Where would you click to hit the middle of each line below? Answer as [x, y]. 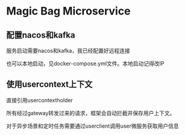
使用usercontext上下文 [49, 84]
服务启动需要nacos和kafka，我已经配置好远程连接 [68, 51]
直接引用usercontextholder [40, 100]
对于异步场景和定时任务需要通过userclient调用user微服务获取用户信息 [92, 126]
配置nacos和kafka [41, 35]
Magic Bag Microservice [68, 11]
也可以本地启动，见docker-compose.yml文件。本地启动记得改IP [85, 64]
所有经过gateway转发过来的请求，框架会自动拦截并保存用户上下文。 [91, 113]
